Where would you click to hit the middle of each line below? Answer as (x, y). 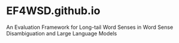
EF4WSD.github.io (53, 11)
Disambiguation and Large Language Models (62, 33)
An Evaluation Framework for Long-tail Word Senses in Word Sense (90, 27)
